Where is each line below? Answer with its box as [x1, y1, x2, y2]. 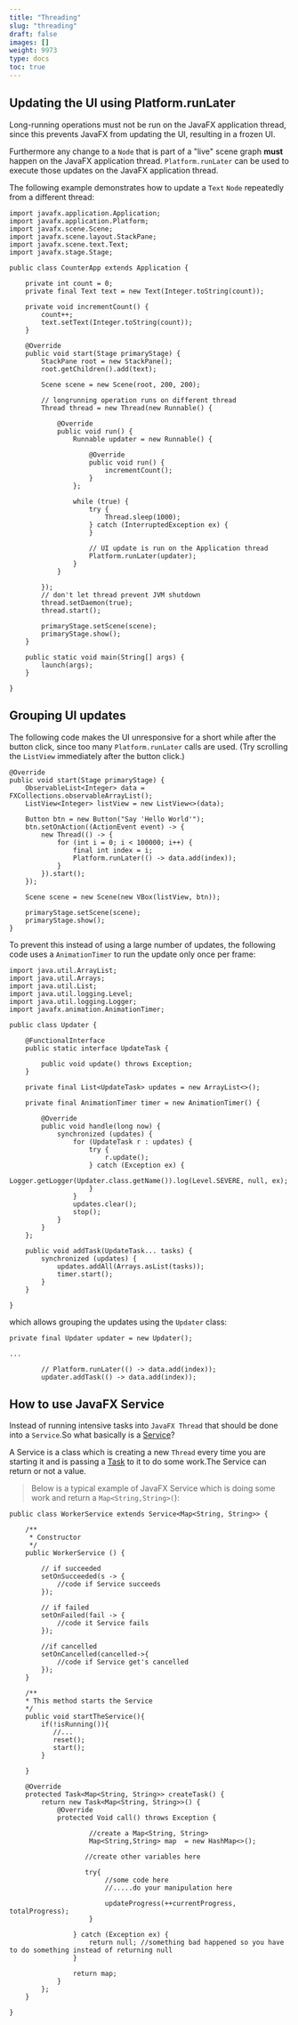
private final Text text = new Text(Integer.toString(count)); [25, 287, 265, 296]
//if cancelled [41, 1642, 98, 1651]
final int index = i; [72, 846, 153, 855]
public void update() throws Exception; [41, 1059, 193, 1068]
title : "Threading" [9, 12, 82, 22]
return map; [72, 1969, 117, 1979]
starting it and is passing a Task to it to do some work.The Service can [9, 1456, 267, 1467]
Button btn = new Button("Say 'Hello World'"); [25, 814, 205, 823]
